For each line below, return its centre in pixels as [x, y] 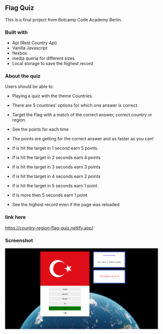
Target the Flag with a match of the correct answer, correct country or [82, 115]
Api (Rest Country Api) [34, 43]
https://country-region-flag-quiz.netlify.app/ [49, 228]
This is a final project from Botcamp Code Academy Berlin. [64, 19]
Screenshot [19, 240]
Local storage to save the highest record [52, 64]
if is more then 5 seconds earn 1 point [50, 195]
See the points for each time [40, 129]
